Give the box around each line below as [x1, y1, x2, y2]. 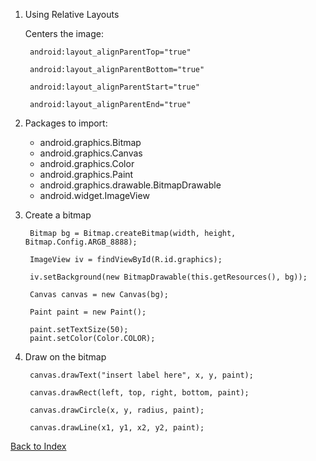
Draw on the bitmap [24, 351, 107, 363]
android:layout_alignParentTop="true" [29, 47, 192, 57]
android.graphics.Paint [39, 169, 134, 180]
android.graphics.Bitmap [39, 137, 142, 148]
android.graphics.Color [39, 158, 135, 169]
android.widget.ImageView [39, 190, 150, 201]
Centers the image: [24, 28, 104, 39]
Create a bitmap [24, 209, 92, 221]
